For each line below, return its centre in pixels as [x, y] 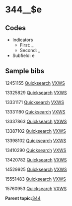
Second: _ [30, 50]
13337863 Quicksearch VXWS [36, 121]
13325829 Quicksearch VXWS [36, 93]
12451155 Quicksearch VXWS [35, 83]
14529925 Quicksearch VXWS [36, 169]
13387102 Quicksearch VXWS [36, 131]
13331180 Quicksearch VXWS [35, 112]
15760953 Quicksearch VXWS [36, 188]
